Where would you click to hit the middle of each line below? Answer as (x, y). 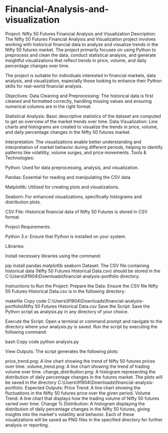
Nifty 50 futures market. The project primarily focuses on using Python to (81, 50)
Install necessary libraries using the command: (53, 256)
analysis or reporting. (27, 425)
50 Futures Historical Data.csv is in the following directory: (65, 291)
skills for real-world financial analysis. (44, 86)
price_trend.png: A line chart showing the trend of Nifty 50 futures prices (80, 361)
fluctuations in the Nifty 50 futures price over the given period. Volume (78, 393)
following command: (26, 332)
